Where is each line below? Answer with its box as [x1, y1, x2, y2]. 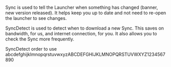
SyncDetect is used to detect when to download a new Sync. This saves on [5, 25, 164, 31]
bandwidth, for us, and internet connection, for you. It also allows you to [5, 31, 157, 36]
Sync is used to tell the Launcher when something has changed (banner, [5, 5, 158, 10]
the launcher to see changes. [5, 15, 67, 21]
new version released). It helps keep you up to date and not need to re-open [5, 10, 166, 16]
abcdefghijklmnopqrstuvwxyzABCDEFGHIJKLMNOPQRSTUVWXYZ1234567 [5, 51, 165, 57]
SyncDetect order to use [5, 46, 57, 52]
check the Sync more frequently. [5, 36, 74, 42]
